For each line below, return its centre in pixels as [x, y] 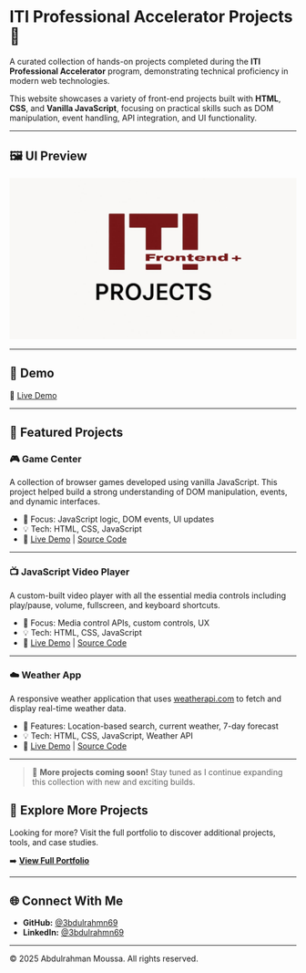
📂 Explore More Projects [79, 810]
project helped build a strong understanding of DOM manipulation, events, [148, 492]
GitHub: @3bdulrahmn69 [70, 923]
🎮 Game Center [46, 459]
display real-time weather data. [68, 708]
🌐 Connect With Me [66, 901]
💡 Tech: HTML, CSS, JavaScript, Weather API [108, 735]
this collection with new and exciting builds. [113, 782]
